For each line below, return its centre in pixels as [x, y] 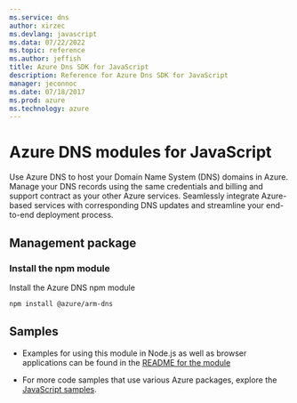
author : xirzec [37, 26]
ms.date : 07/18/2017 [48, 92]
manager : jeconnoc [43, 84]
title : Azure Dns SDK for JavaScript [79, 68]
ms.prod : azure [37, 100]
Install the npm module [60, 268]
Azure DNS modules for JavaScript [140, 153]
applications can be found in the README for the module [126, 362]
